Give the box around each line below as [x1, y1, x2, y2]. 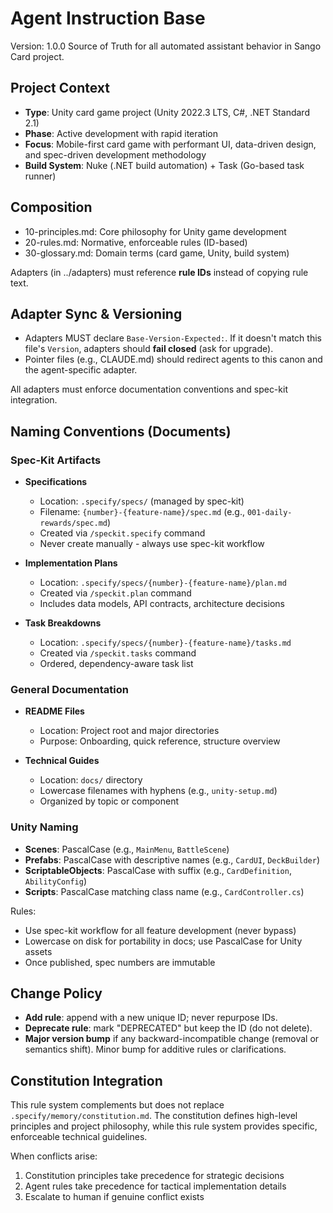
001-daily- [246, 508, 293, 518]
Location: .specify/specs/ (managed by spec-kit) [39, 495, 245, 507]
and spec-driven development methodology [24, 148, 207, 161]
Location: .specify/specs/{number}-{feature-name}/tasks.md [39, 637, 292, 649]
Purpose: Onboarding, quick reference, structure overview [39, 735, 281, 747]
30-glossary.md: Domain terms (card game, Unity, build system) [24, 247, 290, 259]
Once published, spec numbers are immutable [24, 956, 216, 968]
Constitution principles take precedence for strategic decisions [24, 1170, 285, 1182]
